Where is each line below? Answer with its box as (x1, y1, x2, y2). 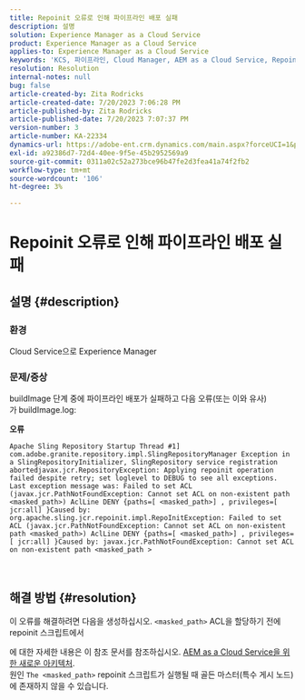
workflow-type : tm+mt (9, 165, 92, 175)
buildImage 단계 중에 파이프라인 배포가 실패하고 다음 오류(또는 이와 (9, 393, 248, 405)
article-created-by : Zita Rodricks (9, 89, 144, 98)
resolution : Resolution (9, 65, 100, 74)
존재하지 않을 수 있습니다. (18, 681, 109, 692)
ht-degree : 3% (9, 183, 64, 192)
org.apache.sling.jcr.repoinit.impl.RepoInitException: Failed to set (9, 514, 282, 523)
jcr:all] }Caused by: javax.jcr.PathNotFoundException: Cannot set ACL (17, 537, 295, 546)
